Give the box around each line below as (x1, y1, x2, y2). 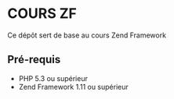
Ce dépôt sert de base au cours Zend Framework (7, 30, 166, 40)
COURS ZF (7, 5, 78, 23)
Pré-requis (7, 53, 61, 66)
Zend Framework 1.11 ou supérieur (18, 82, 129, 91)
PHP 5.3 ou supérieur (18, 73, 88, 83)
